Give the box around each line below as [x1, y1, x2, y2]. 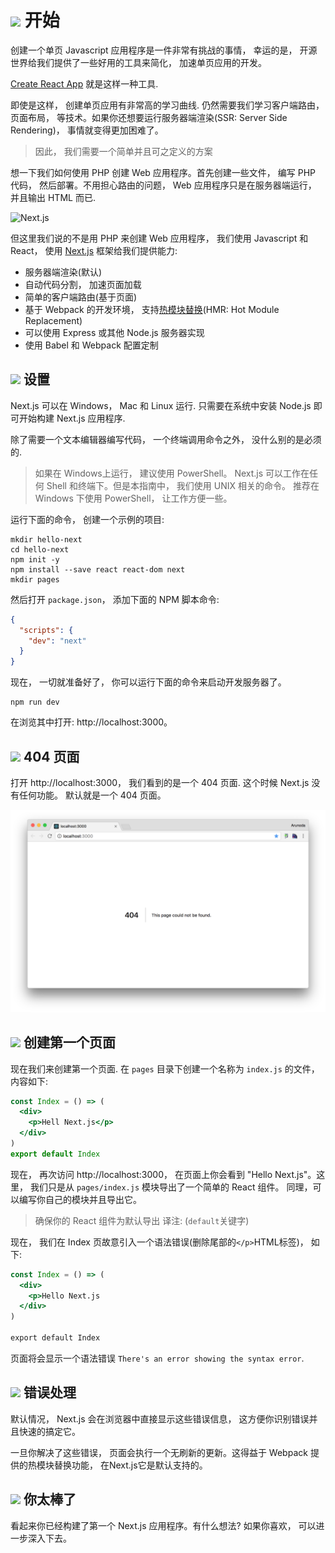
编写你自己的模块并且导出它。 [18, 1193, 142, 1205]
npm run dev [10, 697, 60, 708]
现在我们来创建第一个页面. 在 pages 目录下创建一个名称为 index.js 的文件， [10, 1062, 320, 1075]
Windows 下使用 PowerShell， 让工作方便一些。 [34, 492, 233, 504]
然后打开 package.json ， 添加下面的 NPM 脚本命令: [10, 593, 220, 605]
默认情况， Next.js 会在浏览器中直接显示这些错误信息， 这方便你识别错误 [10, 1412, 310, 1425]
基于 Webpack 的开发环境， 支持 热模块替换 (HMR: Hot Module [24, 303, 280, 315]
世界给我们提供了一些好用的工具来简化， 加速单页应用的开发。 [10, 56, 267, 68]
